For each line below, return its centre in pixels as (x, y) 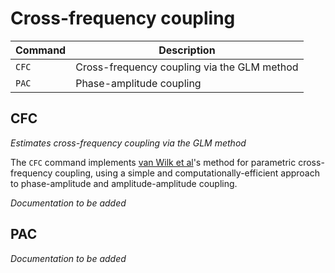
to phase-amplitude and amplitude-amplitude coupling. (124, 183)
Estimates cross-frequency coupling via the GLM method (128, 143)
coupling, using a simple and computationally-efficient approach (187, 173)
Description (187, 50)
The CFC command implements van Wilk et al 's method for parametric (153, 162)
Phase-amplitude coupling (138, 83)
